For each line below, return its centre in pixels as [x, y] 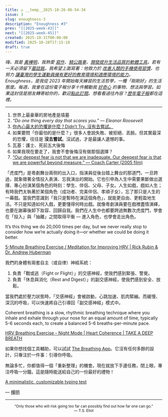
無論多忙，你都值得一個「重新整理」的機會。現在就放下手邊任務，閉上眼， [82, 365]
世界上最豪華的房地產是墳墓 [41, 115]
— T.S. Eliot [84, 410]
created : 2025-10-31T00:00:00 [37, 38]
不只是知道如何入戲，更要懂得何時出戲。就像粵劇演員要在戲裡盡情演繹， [88, 204]
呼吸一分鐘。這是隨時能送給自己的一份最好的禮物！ [62, 371]
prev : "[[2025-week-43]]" [32, 29]
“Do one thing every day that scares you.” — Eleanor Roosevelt [78, 120]
